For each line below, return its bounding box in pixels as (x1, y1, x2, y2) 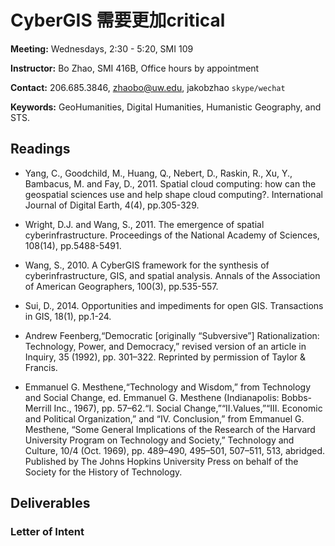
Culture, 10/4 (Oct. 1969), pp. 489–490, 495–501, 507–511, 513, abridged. (24, 444, 326, 456)
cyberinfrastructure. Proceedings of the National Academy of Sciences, (24, 229, 320, 241)
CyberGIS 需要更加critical (10, 9, 226, 32)
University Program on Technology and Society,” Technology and (24, 434, 295, 446)
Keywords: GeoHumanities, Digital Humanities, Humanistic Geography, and (10, 101, 322, 113)
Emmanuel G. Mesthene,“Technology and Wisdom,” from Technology (24, 381, 312, 393)
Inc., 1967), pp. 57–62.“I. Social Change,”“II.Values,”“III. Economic (53, 402, 323, 414)
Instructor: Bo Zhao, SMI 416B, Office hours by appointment (10, 62, 260, 74)
